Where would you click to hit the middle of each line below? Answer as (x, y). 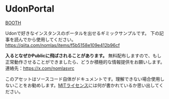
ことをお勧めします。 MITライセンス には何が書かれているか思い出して (87, 85)
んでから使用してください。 (47, 39)
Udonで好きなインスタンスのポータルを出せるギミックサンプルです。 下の (82, 33)
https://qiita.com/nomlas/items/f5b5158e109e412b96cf (63, 45)
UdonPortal (30, 9)
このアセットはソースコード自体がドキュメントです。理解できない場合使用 (83, 79)
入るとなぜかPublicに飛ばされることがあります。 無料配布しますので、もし (83, 56)
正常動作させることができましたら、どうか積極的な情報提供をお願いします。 (85, 62)
